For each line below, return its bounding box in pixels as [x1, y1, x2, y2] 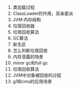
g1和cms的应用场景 [12, 79, 52, 84]
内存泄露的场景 [12, 54, 43, 59]
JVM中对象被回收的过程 [12, 72, 62, 78]
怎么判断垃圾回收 [12, 47, 48, 53]
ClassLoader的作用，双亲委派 [12, 10, 74, 16]
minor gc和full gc [12, 60, 48, 66]
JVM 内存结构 [12, 17, 41, 22]
